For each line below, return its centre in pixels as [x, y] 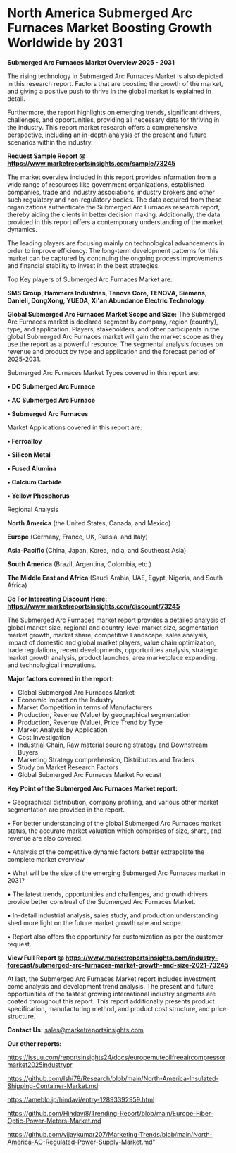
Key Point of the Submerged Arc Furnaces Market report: [93, 788]
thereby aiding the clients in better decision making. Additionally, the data [114, 214]
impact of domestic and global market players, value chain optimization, [112, 642]
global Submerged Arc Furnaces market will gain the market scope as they [116, 336]
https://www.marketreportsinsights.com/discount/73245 [94, 606]
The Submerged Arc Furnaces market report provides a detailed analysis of [117, 620]
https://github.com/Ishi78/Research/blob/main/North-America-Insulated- [113, 1078]
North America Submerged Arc [100, 13]
